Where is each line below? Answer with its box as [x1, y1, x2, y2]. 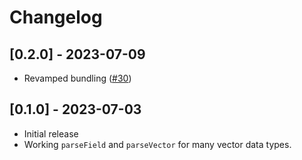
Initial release [23, 127, 79, 140]
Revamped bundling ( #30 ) [23, 72, 132, 84]
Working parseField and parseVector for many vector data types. [23, 138, 292, 150]
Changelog [9, 6, 103, 29]
